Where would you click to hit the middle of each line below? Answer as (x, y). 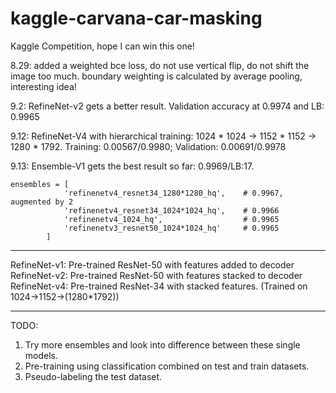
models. (41, 355)
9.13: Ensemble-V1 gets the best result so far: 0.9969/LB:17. (132, 166)
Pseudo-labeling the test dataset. (93, 376)
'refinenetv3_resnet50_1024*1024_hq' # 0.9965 (171, 228)
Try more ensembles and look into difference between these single (162, 344)
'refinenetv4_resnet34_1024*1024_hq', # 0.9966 (171, 210)
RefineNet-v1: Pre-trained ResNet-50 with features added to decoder (152, 264)
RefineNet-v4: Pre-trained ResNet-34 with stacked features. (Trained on (159, 286)
